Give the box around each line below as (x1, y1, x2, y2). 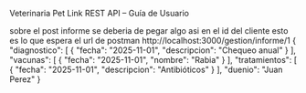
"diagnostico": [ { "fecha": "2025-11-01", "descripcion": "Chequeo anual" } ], (9, 45, 297, 56)
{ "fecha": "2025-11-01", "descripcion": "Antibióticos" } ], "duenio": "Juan (9, 64, 283, 75)
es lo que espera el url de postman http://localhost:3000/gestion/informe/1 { (9, 36, 297, 46)
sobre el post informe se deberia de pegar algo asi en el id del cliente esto (9, 26, 289, 36)
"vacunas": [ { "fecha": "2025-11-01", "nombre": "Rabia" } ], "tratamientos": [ (9, 55, 298, 65)
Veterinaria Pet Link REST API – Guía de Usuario (9, 8, 190, 18)
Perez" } (9, 74, 41, 85)
